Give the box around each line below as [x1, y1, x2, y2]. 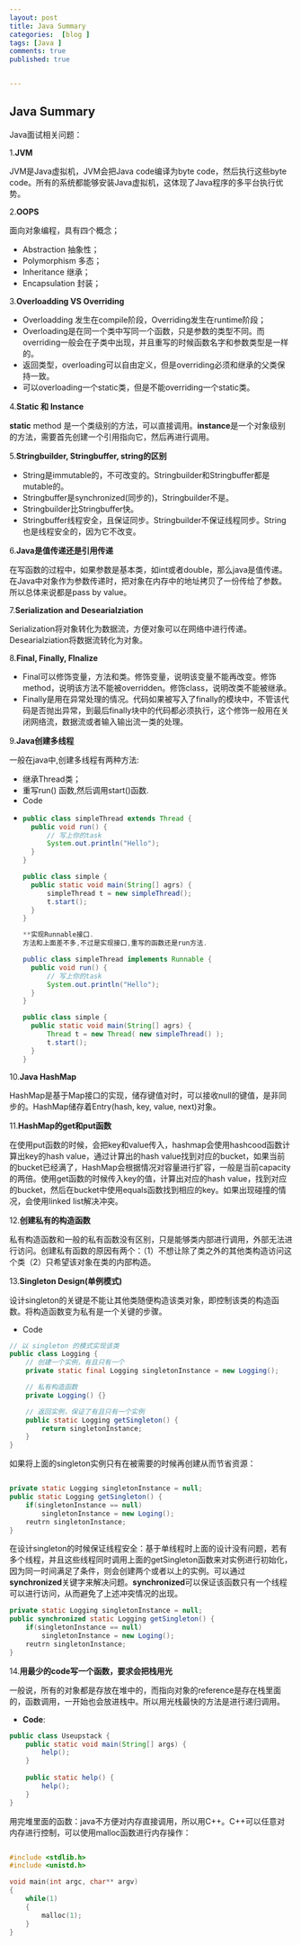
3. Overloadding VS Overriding [9, 295, 125, 306]
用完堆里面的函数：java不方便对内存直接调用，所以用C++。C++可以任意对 [9, 1815, 286, 1826]
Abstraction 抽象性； [22, 244, 100, 255]
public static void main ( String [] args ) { [25, 1740, 187, 1749]
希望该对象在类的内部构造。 [53, 1256, 156, 1267]
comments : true [9, 47, 66, 56]
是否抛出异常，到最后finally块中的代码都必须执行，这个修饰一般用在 [30, 704, 281, 716]
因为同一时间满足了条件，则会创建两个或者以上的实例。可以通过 [9, 1566, 245, 1577]
